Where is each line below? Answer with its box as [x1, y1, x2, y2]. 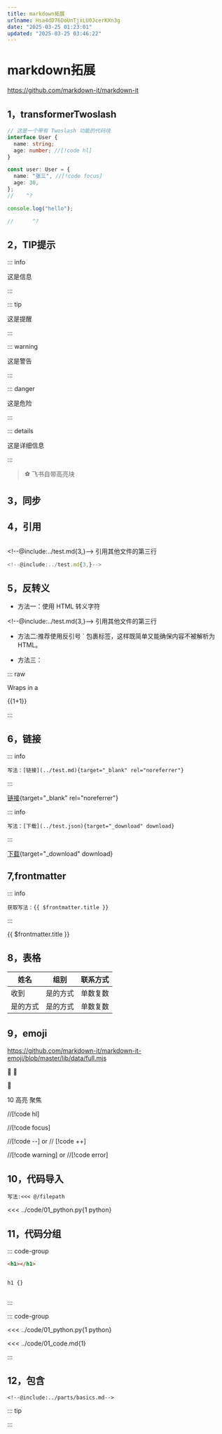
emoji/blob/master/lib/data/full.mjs [7, 1054, 107, 1063]
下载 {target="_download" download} [7, 850, 113, 858]
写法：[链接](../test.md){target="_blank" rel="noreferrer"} [7, 767, 184, 774]
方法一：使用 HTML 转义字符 [17, 602, 100, 610]
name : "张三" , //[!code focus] [13, 173, 103, 180]
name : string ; [13, 140, 55, 148]
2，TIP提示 [7, 238, 56, 250]
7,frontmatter [7, 870, 67, 883]
